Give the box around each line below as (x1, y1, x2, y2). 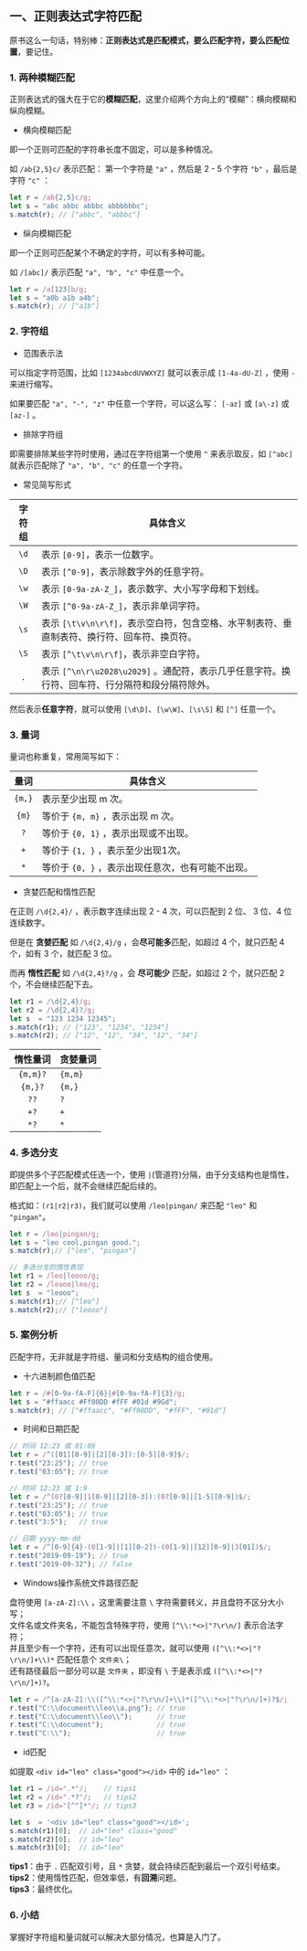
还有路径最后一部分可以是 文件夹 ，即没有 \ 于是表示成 (9, 1665, 212, 1676)
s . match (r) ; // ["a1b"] (9, 302, 101, 311)
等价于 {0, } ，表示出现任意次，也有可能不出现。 (41, 861, 254, 874)
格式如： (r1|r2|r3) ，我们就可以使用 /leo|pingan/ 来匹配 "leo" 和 (9, 1200, 258, 1211)
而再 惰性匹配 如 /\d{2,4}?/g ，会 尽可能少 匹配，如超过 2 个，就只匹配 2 (9, 967, 285, 978)
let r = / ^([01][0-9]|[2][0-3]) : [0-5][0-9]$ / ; (9, 1450, 190, 1459)
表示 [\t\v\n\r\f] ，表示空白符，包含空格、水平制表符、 (40, 616, 283, 629)
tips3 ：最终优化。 (9, 1883, 78, 1894)
